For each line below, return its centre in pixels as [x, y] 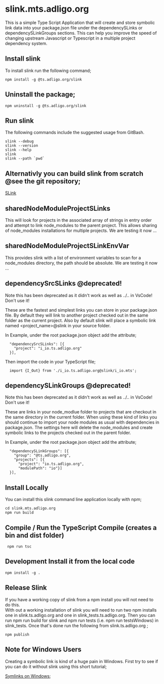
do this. [13, 605]
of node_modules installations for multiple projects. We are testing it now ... [81, 230]
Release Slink [26, 588]
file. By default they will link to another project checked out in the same [77, 315]
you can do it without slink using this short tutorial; [56, 666]
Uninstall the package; [40, 95]
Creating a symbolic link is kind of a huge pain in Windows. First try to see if [82, 661]
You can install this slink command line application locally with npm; [73, 500]
